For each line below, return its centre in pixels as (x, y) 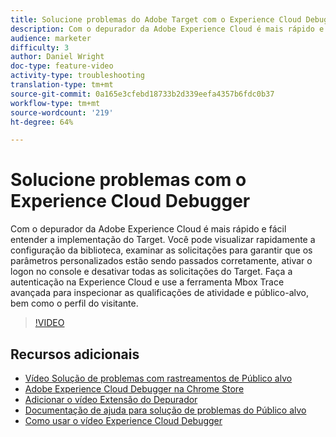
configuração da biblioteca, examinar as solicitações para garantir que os (161, 250)
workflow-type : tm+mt (55, 103)
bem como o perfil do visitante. (74, 303)
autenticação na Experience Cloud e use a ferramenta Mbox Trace (147, 282)
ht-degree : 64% (42, 122)
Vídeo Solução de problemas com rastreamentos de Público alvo (158, 378)
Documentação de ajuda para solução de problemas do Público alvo (165, 410)
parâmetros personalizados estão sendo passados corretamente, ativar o (161, 261)
